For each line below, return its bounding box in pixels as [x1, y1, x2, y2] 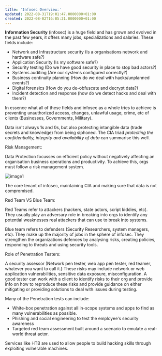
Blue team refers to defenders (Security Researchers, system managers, [5, 227, 149, 232]
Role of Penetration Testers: [5, 251, 60, 257]
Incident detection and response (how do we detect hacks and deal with [12, 90, 156, 96]
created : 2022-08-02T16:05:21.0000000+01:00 [5, 16, 96, 21]
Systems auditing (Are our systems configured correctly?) [12, 70, 128, 76]
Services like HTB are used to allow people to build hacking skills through [5, 340, 151, 346]
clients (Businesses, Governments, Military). [5, 115, 93, 121]
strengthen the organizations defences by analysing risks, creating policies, [5, 237, 156, 243]
